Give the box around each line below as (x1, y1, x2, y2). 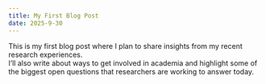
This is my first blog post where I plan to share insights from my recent (8, 41, 243, 50)
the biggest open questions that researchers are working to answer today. (8, 66, 255, 76)
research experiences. (8, 50, 83, 59)
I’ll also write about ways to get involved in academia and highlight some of (8, 58, 258, 68)
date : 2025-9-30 (8, 19, 63, 27)
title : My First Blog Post (8, 11, 99, 20)
